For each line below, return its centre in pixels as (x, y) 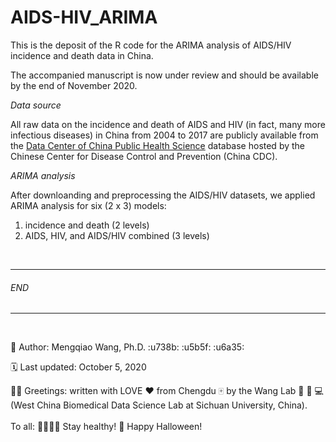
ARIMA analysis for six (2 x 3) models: (88, 205)
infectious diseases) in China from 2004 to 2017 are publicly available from (164, 135)
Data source (36, 105)
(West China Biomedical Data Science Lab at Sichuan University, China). (159, 405)
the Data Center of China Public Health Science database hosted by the (158, 145)
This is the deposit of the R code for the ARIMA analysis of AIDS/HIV (151, 45)
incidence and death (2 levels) (87, 225)
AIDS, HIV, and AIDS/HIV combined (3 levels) (117, 235)
